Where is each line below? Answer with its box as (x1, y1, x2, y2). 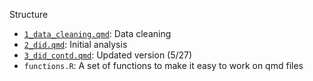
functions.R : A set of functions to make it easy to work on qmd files (23, 60, 304, 71)
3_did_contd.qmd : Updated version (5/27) (23, 49, 193, 61)
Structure (9, 9, 49, 20)
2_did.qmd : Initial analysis (23, 39, 128, 50)
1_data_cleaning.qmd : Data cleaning (23, 28, 172, 39)
